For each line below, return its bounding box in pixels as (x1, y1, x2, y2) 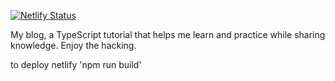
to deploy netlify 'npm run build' (10, 59, 142, 70)
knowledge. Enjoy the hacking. (10, 40, 137, 51)
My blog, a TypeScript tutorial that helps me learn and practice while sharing (10, 29, 326, 40)
